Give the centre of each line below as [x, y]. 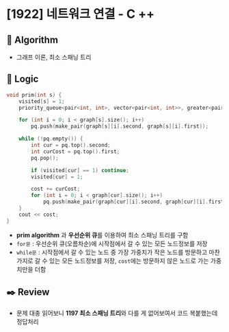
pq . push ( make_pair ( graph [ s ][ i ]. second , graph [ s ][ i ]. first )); [120, 127]
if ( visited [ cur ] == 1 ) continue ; [80, 170]
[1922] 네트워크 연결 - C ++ [81, 14]
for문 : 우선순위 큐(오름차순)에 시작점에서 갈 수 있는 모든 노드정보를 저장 [112, 244]
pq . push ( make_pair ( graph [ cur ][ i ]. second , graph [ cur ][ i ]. [126, 202]
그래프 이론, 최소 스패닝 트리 [54, 57]
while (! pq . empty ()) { [51, 139]
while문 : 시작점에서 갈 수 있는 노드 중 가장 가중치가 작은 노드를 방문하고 [112, 252]
